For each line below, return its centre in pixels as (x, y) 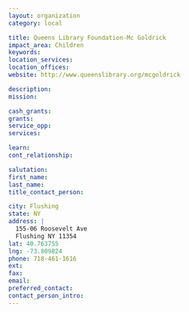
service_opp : (30, 126)
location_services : (41, 60)
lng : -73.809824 (35, 251)
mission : (23, 97)
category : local (35, 23)
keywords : (25, 53)
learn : (19, 148)
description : (30, 89)
